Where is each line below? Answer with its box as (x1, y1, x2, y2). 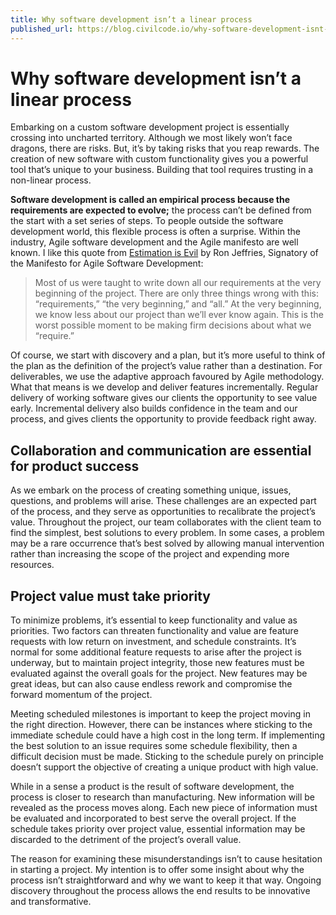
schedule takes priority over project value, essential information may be (10, 823, 306, 835)
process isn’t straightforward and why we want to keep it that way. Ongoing (10, 874, 322, 886)
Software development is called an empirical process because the (10, 194, 291, 206)
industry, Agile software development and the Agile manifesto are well (10, 236, 299, 248)
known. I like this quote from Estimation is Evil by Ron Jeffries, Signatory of (10, 247, 319, 259)
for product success (10, 457, 140, 475)
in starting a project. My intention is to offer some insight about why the (10, 864, 305, 876)
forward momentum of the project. (10, 689, 153, 701)
